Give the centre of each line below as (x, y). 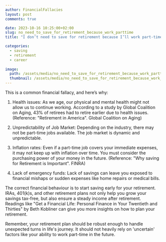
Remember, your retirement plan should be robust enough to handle (74, 224)
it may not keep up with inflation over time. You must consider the (79, 153)
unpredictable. (27, 138)
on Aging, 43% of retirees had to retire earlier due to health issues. (80, 113)
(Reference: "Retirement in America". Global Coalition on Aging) (77, 118)
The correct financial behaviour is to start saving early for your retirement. (81, 188)
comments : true (21, 19)
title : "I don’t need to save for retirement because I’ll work (73, 37)
